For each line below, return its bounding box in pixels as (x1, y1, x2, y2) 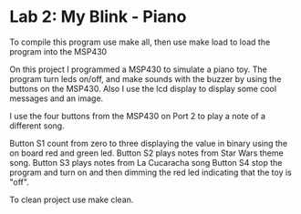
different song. (9, 120, 66, 131)
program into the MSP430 (9, 46, 108, 56)
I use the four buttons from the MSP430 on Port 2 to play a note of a (9, 110, 266, 121)
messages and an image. (9, 93, 104, 104)
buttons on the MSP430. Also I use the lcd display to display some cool (9, 83, 276, 94)
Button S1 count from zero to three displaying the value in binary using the (9, 138, 288, 148)
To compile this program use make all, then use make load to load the (9, 36, 271, 47)
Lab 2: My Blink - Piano (9, 6, 187, 27)
